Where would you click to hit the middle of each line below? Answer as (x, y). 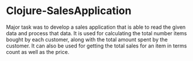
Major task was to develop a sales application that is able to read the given (96, 27)
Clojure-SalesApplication (69, 11)
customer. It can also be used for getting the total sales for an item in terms (96, 46)
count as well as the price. (38, 52)
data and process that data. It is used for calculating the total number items (96, 33)
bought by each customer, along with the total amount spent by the (87, 39)
